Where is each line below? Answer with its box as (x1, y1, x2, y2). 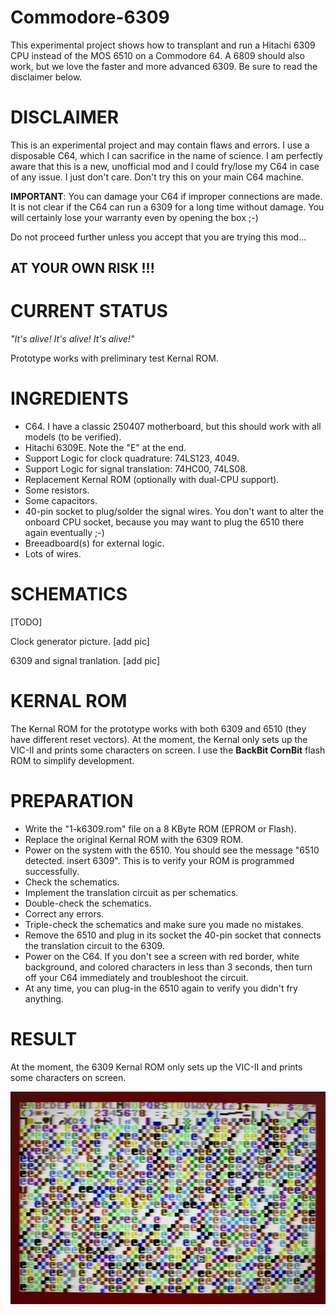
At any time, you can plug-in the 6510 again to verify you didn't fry (24, 982, 298, 994)
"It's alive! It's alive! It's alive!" (10, 333, 135, 345)
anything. (24, 992, 64, 1005)
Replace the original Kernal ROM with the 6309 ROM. (24, 833, 244, 845)
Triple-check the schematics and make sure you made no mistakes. (24, 918, 304, 930)
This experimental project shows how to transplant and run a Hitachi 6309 (10, 39, 316, 51)
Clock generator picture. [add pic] (10, 636, 150, 648)
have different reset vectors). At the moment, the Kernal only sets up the (10, 734, 308, 746)
